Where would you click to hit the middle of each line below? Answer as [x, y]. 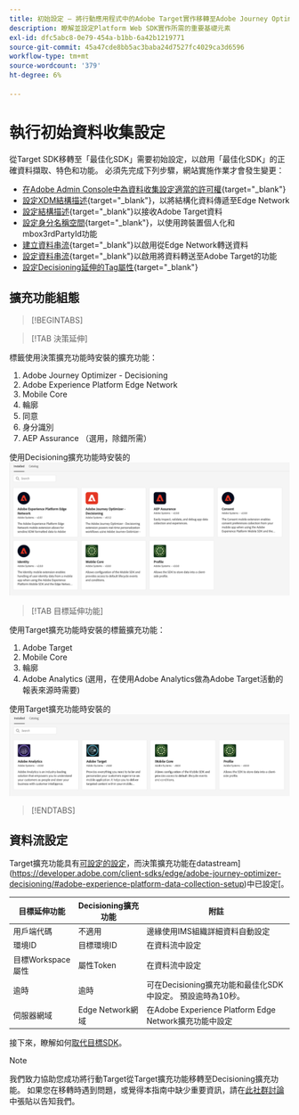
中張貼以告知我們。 [44, 1101]
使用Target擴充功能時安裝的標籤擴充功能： [88, 629]
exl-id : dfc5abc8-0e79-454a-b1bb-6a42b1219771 [97, 37]
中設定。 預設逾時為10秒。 [195, 996]
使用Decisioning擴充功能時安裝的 [70, 457]
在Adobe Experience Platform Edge [211, 1010]
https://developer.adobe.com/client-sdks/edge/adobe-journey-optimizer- [147, 873]
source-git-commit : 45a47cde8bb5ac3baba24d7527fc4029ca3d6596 [127, 47]
